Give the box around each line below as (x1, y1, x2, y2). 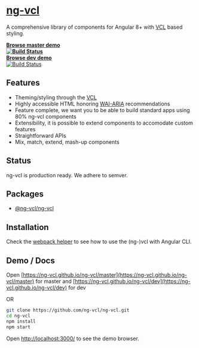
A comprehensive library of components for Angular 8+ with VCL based (6, 23, 183, 31)
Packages (6, 189, 44, 199)
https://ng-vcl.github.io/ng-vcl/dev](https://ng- (74, 278, 191, 285)
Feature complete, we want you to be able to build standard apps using (14, 106, 190, 114)
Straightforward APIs (14, 132, 67, 139)
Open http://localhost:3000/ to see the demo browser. (6, 335, 139, 342)
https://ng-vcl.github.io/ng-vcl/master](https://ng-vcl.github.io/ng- (23, 271, 187, 279)
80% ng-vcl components (14, 113, 76, 120)
